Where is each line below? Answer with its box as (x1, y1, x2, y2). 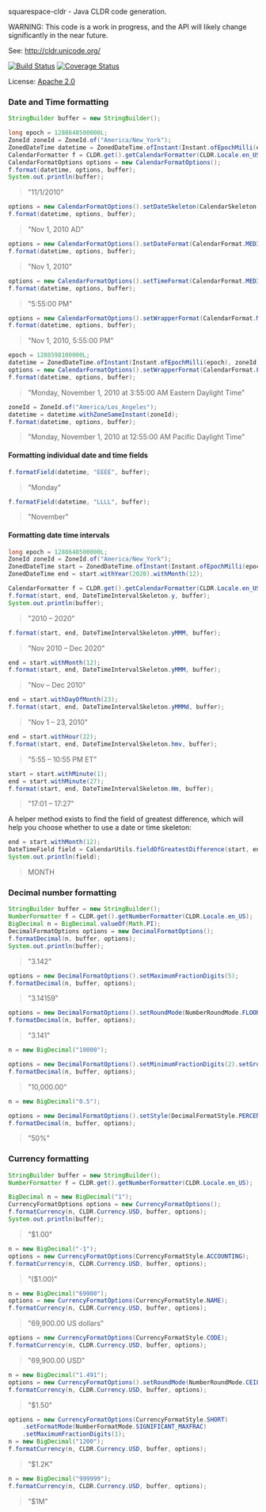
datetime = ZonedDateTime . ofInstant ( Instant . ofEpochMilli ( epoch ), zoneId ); (8, 359, 264, 367)
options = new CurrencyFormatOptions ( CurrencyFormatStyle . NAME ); (8, 1297, 228, 1305)
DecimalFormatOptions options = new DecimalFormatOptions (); (8, 928, 215, 935)
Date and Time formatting (8, 96, 109, 107)
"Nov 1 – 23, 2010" (27, 718, 89, 727)
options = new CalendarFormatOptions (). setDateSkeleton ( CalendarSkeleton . (8, 202, 260, 211)
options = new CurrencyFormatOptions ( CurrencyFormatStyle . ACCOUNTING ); (8, 1252, 249, 1260)
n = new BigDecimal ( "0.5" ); (8, 1097, 101, 1105)
